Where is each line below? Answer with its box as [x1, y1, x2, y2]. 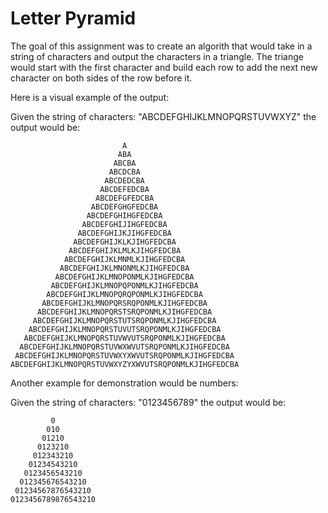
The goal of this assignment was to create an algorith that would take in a [10, 40, 313, 52]
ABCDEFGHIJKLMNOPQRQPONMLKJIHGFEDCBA [46, 289, 203, 299]
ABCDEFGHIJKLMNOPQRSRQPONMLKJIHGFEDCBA [41, 298, 208, 308]
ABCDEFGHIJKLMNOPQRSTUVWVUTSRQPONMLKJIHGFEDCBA [23, 333, 226, 343]
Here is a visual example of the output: [10, 91, 170, 103]
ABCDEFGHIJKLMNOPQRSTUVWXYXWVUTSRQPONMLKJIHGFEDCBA [14, 350, 235, 361]
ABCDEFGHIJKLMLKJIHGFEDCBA [68, 245, 182, 256]
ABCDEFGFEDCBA [95, 193, 155, 203]
